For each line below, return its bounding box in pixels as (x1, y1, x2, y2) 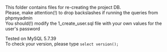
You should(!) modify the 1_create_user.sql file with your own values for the (5, 20, 162, 26)
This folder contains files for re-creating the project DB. (5, 5, 121, 10)
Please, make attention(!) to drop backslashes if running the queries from (5, 10, 158, 16)
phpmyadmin (5, 15, 33, 21)
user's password (5, 26, 41, 32)
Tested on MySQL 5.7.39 (5, 35, 57, 41)
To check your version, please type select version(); (5, 41, 119, 47)
